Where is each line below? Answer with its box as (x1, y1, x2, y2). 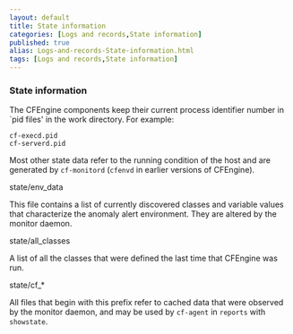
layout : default (9, 13, 70, 22)
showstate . (9, 316, 48, 327)
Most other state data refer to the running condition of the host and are (9, 155, 271, 166)
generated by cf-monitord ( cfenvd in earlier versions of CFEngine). (9, 165, 255, 176)
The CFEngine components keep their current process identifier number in (9, 105, 285, 116)
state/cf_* (9, 279, 45, 291)
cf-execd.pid (9, 132, 58, 141)
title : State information (9, 21, 106, 30)
